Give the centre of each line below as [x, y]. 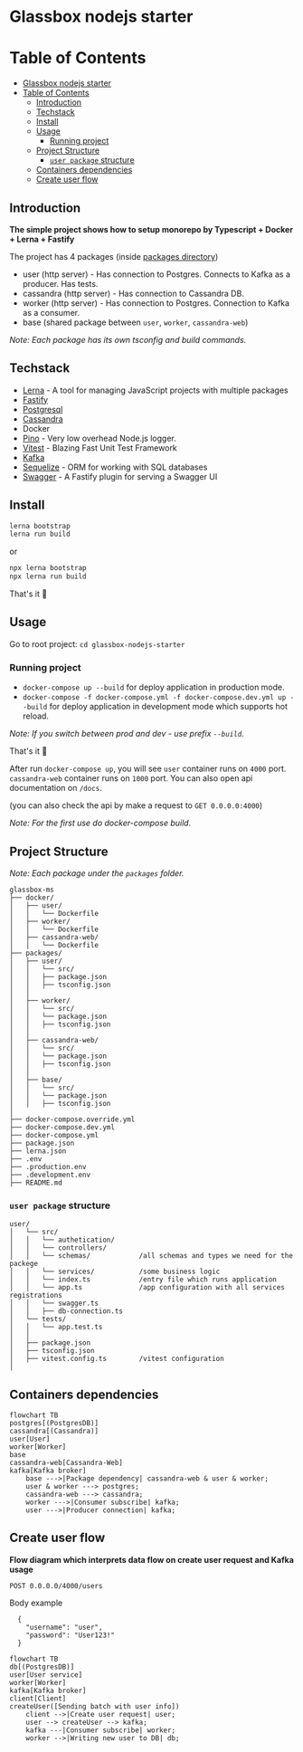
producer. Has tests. [60, 283]
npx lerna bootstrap [48, 568]
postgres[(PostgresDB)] [54, 1423]
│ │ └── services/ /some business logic [115, 1272]
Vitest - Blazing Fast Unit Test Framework [100, 448]
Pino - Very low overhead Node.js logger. [99, 438]
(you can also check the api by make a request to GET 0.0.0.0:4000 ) [136, 805]
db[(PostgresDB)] [42, 1667]
